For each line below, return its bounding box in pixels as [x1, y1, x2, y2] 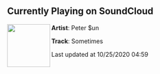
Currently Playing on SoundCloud [7, 5, 154, 17]
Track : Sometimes [51, 37, 104, 45]
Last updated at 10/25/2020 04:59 [51, 50, 149, 58]
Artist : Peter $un [51, 23, 100, 32]
